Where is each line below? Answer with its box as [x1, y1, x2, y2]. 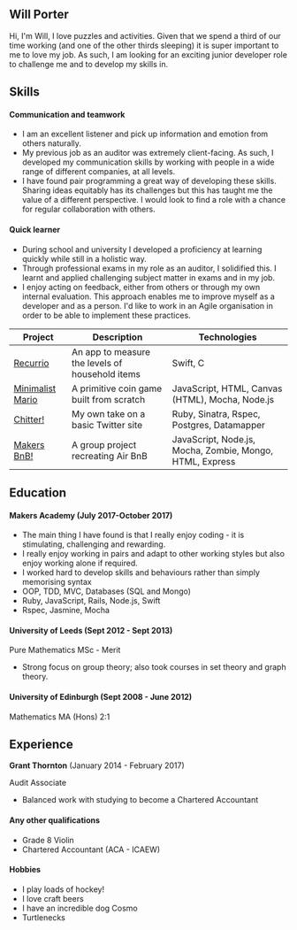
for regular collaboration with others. [21, 204, 156, 215]
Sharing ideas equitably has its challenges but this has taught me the [21, 185, 273, 196]
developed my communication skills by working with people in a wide [21, 157, 275, 167]
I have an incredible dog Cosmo [21, 903, 139, 913]
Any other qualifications [9, 815, 100, 826]
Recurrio [13, 357, 49, 369]
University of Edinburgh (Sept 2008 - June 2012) [9, 692, 193, 702]
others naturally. [21, 138, 82, 149]
